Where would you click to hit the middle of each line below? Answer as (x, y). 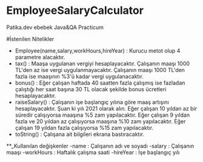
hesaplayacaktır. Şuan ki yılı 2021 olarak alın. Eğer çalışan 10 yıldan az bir (106, 108)
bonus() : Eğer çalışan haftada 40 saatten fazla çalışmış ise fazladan (100, 83)
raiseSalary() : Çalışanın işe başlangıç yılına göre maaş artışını (92, 102)
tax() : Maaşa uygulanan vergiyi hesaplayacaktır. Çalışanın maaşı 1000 (102, 63)
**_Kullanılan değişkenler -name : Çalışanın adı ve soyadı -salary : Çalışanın (100, 146)
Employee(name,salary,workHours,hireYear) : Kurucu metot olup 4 (98, 50)
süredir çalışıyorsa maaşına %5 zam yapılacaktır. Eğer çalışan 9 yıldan (102, 115)
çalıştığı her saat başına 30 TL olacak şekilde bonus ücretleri (91, 89)
